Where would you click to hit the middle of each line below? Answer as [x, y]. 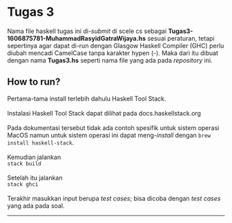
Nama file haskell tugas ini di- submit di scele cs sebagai [87, 31]
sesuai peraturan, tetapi [181, 38]
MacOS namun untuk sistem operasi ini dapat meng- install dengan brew [109, 135]
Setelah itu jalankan [35, 178]
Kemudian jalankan [34, 157]
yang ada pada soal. [36, 205]
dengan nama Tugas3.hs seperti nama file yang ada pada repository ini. [110, 60]
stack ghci [23, 184]
